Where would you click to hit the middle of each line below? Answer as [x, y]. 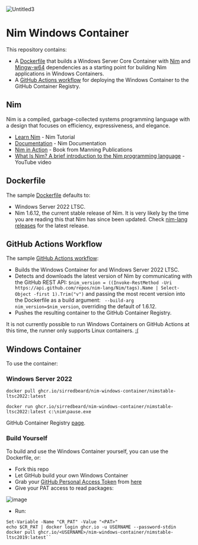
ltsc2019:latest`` [29, 537]
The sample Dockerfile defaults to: [48, 195]
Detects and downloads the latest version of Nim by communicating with [103, 276]
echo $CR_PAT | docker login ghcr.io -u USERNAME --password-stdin [91, 527]
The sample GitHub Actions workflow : [52, 259]
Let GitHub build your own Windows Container [71, 475]
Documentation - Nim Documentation [60, 143]
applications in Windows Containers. [60, 74]
